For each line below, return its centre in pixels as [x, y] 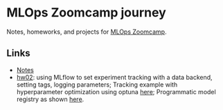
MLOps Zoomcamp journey [87, 13]
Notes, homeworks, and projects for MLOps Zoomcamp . [87, 32]
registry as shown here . [50, 99]
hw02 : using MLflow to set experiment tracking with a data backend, [114, 77]
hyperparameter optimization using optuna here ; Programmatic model [116, 91]
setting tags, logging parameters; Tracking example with [97, 85]
